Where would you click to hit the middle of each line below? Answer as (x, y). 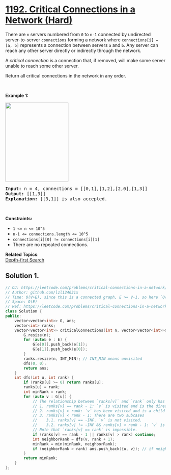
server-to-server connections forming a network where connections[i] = (82, 40)
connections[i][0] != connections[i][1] (56, 240)
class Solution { (24, 311)
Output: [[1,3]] (25, 194)
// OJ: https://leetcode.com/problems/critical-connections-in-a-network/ (86, 287)
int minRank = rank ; (45, 392)
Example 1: (17, 95)
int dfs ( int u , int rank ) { (44, 378)
